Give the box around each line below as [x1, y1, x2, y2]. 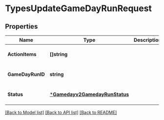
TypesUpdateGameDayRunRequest [5, 3, 152, 14]
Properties [5, 22, 38, 31]
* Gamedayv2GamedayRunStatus [49, 91, 129, 98]
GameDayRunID [7, 71, 45, 78]
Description [133, 37, 162, 43]
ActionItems [7, 51, 37, 57]
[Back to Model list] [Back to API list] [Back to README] [5, 110, 117, 115]
